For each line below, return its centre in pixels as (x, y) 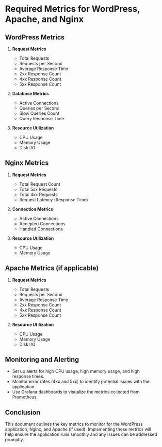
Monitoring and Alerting (42, 360)
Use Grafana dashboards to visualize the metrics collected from (76, 392)
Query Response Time (41, 118)
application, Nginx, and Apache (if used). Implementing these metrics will (78, 429)
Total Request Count (40, 184)
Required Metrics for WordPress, (73, 9)
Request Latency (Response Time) (54, 199)
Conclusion (23, 412)
